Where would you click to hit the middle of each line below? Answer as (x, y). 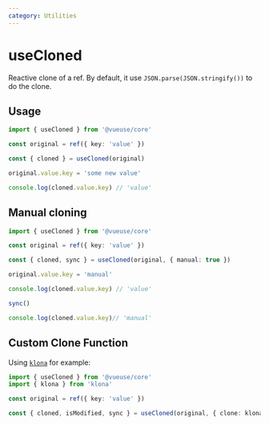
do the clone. (30, 86)
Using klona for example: (49, 362)
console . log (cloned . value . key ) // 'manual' (80, 318)
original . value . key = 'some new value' (75, 173)
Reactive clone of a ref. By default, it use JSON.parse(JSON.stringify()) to (130, 78)
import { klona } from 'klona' (60, 385)
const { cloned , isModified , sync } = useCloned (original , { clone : (125, 414)
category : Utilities (43, 16)
